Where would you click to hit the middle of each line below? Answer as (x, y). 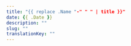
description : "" (27, 23)
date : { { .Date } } (29, 17)
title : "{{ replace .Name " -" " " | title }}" (66, 12)
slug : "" (17, 28)
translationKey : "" (31, 34)
